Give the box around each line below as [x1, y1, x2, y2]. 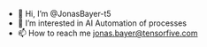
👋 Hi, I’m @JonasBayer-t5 [17, 9, 112, 19]
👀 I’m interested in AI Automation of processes [17, 18, 188, 28]
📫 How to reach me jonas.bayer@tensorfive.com [17, 27, 198, 38]
